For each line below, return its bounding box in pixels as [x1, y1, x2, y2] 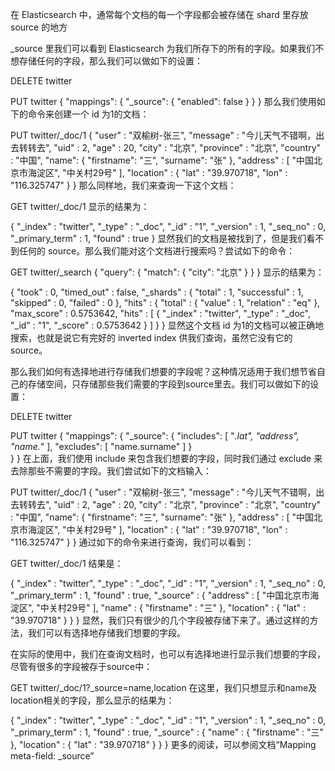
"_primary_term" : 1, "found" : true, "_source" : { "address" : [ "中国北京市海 [10, 589, 320, 601]
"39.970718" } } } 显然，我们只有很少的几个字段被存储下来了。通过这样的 [10, 614, 310, 626]
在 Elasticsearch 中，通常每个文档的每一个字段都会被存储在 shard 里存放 [10, 9, 309, 20]
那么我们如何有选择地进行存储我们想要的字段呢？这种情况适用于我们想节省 [10, 366, 317, 377]
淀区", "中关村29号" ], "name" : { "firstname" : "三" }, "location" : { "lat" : [10, 602, 306, 613]
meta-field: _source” [10, 750, 95, 762]
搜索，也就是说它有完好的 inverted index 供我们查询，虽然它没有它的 [10, 332, 293, 343]
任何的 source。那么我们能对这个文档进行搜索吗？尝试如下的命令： [18, 245, 296, 257]
